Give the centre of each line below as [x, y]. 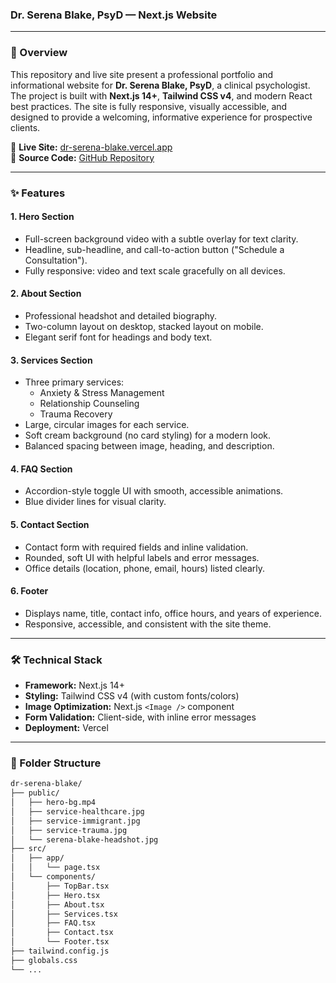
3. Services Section [51, 360]
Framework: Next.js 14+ [74, 685]
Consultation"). [56, 260]
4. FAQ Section [41, 469]
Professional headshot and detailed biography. [121, 315]
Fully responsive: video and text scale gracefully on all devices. [155, 270]
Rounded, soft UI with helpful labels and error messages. [142, 557]
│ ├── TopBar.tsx [60, 886]
